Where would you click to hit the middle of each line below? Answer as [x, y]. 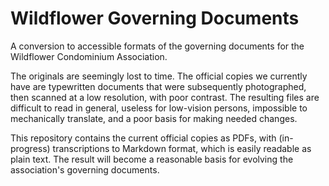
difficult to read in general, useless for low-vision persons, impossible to [159, 108]
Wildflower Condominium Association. [89, 56]
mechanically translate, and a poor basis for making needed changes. [154, 118]
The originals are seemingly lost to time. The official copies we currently [159, 76]
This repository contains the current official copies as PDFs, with [143, 138]
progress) [30, 148]
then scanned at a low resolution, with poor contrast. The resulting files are [165, 97]
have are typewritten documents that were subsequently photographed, [158, 86]
